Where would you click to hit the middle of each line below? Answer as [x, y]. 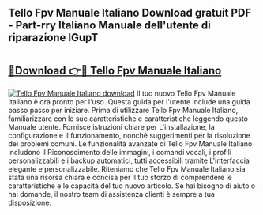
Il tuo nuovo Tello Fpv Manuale [186, 93]
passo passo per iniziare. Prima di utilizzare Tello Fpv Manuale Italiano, [123, 110]
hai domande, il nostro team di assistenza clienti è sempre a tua [112, 194]
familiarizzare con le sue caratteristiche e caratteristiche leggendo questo [128, 119]
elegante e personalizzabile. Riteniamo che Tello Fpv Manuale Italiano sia [127, 169]
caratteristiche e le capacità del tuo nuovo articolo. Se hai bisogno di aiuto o [132, 186]
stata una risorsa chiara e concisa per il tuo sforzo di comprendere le [120, 177]
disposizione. [30, 202]
